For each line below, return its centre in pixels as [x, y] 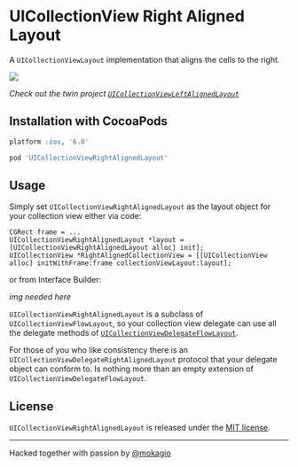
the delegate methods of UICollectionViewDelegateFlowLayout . [124, 333]
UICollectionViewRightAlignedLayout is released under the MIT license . [140, 428]
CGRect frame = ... [45, 232]
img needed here [40, 297]
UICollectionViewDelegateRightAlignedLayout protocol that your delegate [143, 360]
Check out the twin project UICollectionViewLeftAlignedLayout [124, 93]
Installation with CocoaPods [89, 121]
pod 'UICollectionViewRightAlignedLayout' [89, 158]
